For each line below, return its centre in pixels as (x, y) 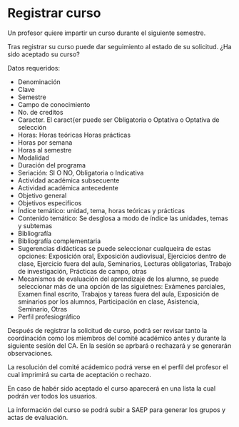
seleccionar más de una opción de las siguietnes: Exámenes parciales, (122, 286)
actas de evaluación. (38, 417)
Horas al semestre (45, 150)
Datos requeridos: (34, 68)
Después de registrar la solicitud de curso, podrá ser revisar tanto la (107, 330)
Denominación (39, 82)
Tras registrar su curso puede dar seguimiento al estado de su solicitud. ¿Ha (119, 46)
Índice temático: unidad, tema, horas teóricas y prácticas (101, 210)
